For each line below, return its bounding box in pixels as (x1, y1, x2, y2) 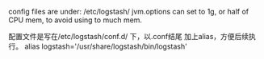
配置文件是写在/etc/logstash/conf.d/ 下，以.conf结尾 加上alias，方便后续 (8, 32, 249, 41)
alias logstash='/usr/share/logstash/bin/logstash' (23, 41, 187, 51)
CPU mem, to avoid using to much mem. (8, 15, 143, 25)
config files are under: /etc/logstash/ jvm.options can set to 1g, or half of (8, 7, 249, 16)
